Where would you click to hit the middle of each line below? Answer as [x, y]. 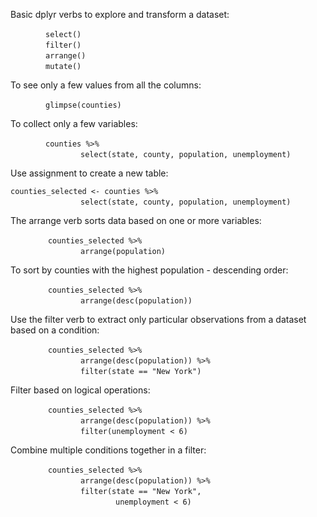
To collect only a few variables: [74, 123]
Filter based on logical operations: [80, 390]
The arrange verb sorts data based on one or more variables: [136, 220]
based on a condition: [55, 330]
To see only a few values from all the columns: [106, 85]
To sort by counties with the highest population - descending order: [149, 270]
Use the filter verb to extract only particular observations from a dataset [158, 319]
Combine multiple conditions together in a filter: [108, 450]
